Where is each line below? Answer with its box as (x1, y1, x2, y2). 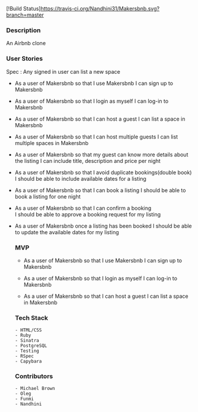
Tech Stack (14, 313, 49, 322)
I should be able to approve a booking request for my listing (14, 210, 161, 218)
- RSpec (14, 353, 34, 359)
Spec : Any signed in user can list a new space (6, 68, 121, 75)
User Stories (6, 55, 43, 63)
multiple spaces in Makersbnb (14, 139, 89, 146)
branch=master (6, 11, 44, 18)
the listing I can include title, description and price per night (14, 157, 161, 164)
